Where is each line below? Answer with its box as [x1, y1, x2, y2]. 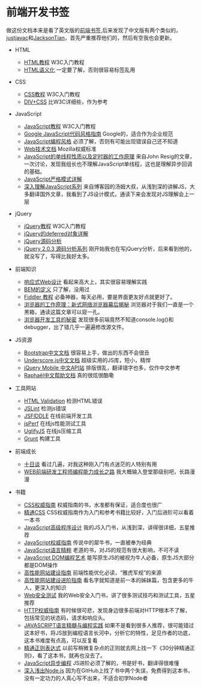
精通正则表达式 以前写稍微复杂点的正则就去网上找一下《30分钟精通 [23, 644, 190, 651]
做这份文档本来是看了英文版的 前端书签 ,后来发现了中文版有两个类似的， [6, 27, 182, 34]
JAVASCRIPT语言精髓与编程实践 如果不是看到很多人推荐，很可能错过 [23, 621, 194, 629]
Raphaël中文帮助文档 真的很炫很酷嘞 [23, 371, 114, 378]
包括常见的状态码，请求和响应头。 [23, 614, 109, 621]
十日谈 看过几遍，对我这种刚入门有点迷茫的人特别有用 [23, 460, 157, 468]
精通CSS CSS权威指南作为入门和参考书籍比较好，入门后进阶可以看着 [23, 509, 194, 516]
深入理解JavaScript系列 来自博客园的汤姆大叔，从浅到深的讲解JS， [23, 183, 190, 190]
